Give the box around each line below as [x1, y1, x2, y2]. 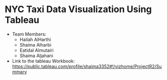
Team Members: [12, 31, 47, 37]
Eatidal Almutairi [19, 47, 54, 53]
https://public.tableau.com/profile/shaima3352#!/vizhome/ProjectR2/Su [12, 63, 162, 69]
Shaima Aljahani [19, 52, 54, 59]
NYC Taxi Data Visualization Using [5, 4, 152, 15]
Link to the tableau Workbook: [12, 58, 75, 64]
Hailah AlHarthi [19, 36, 51, 43]
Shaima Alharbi [19, 42, 52, 48]
